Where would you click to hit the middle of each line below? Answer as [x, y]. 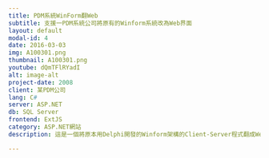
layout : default [35, 30]
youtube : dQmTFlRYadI [44, 68]
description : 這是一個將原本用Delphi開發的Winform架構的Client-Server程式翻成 [132, 134]
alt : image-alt [34, 75]
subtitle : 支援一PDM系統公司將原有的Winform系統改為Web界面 [100, 23]
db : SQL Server [34, 113]
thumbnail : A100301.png [48, 61]
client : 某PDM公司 [37, 90]
